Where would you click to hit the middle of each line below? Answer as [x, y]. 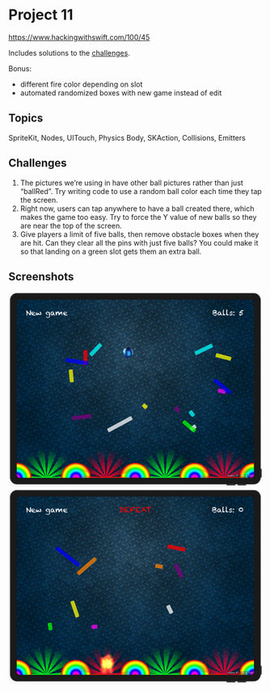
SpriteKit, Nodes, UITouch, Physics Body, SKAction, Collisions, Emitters [127, 137]
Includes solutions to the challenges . [70, 53]
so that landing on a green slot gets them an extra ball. [111, 251]
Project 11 [41, 15]
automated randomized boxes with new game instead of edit [121, 93]
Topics [26, 118]
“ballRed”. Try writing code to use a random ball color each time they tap [141, 191]
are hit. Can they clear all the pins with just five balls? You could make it [139, 242]
